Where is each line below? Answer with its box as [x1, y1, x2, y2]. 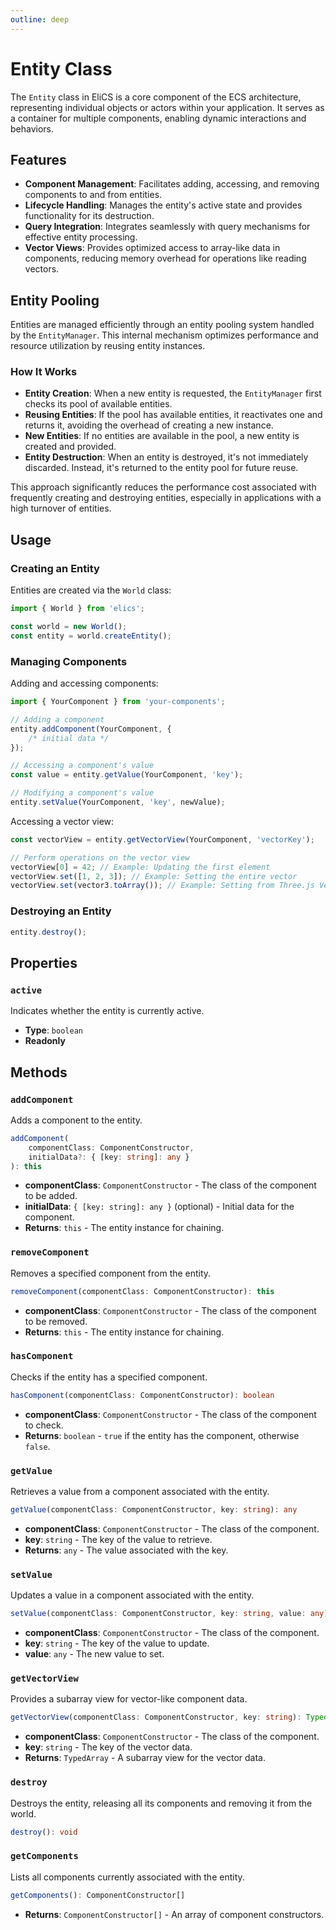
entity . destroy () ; [10, 927, 87, 937]
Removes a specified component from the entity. [10, 1267, 212, 1279]
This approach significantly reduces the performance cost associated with [10, 481, 317, 493]
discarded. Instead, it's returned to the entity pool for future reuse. [24, 462, 299, 474]
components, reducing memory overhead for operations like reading [24, 252, 307, 265]
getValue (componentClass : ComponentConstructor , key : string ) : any [10, 1505, 298, 1515]
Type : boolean [24, 1024, 83, 1036]
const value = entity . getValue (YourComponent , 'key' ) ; [10, 770, 244, 780]
